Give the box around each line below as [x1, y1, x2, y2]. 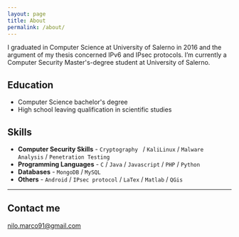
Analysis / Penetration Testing [17, 152, 110, 161]
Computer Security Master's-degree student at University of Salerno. [7, 58, 211, 67]
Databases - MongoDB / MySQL [17, 168, 101, 176]
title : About [7, 17, 46, 24]
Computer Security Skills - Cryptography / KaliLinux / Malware [17, 145, 204, 153]
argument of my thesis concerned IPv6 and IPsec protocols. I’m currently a [7, 51, 228, 59]
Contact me [7, 202, 60, 214]
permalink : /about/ [7, 23, 65, 31]
